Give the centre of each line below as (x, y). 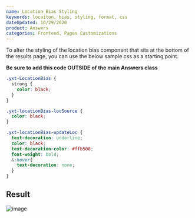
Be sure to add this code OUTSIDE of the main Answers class (82, 68)
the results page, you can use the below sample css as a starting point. (92, 56)
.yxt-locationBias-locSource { (44, 111)
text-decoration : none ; (46, 165)
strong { (22, 84)
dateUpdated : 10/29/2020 (37, 22)
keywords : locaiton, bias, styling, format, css (67, 17)
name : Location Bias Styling (42, 11)
